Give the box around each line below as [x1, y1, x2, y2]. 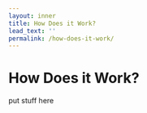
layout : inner [8, 11, 57, 20]
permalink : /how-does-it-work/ [8, 34, 115, 43]
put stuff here [8, 96, 54, 106]
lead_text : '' [8, 27, 57, 35]
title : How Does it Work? [8, 19, 96, 27]
